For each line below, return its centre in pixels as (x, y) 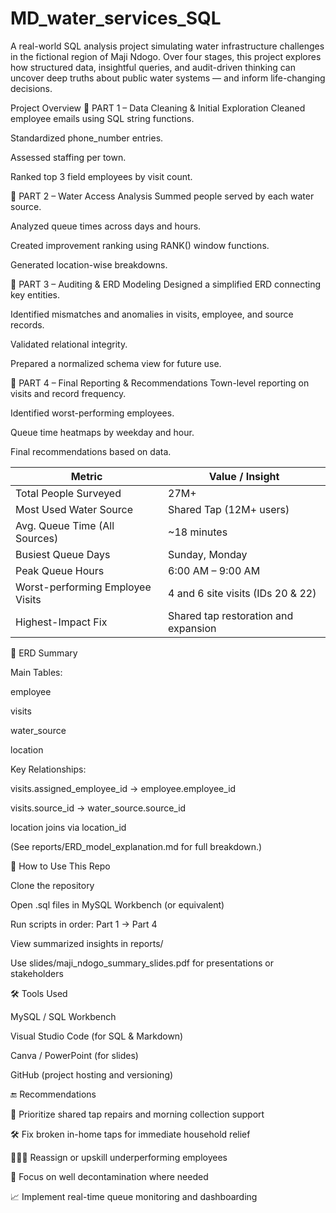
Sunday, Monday (208, 554)
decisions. (31, 88)
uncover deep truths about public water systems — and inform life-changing (168, 78)
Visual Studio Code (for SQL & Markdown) (97, 1036)
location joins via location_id (68, 827)
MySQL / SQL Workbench (63, 1016)
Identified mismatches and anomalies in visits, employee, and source (152, 314)
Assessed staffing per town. (68, 157)
